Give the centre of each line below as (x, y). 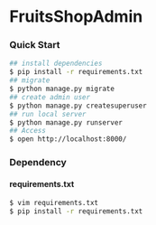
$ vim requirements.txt (54, 203)
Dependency (38, 163)
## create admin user (50, 97)
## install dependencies (56, 64)
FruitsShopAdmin (76, 17)
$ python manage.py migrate (62, 89)
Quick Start (35, 45)
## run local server (48, 114)
